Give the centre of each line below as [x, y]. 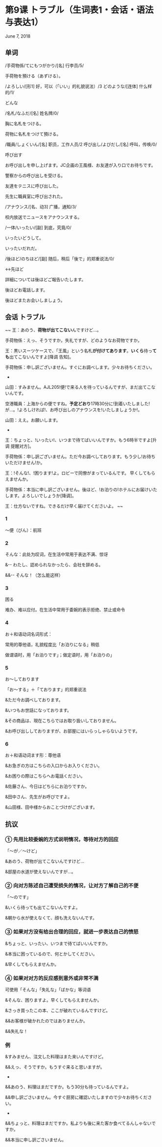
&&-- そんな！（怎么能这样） [34, 575]
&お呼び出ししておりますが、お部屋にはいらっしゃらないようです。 [73, 731]
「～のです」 [18, 897]
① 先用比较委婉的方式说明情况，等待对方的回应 [62, 839]
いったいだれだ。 [22, 248]
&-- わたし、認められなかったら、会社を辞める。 [54, 565]
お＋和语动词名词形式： [29, 634]
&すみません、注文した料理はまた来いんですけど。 [56, 1057]
